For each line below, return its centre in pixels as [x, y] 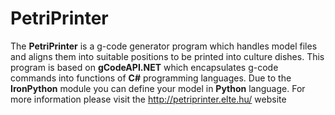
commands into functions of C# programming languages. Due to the [151, 78]
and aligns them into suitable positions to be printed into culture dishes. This [167, 56]
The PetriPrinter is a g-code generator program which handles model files [164, 46]
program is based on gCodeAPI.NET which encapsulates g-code [144, 67]
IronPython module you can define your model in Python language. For [158, 88]
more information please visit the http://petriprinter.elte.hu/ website [148, 99]
